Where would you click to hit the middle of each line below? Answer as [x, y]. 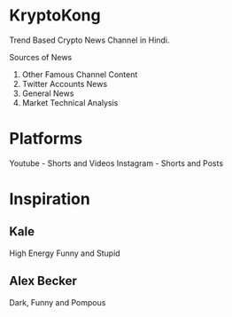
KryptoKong [55, 16]
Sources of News [41, 57]
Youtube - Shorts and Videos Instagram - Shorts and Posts [116, 163]
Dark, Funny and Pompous [58, 302]
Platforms [46, 139]
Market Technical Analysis [70, 102]
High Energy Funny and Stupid [65, 253]
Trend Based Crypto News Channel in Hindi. [89, 40]
